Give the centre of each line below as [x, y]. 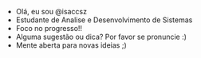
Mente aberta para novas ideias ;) [71, 45]
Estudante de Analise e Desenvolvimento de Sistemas [104, 20]
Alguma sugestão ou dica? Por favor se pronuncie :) [101, 37]
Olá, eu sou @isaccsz [51, 12]
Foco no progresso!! [49, 28]
